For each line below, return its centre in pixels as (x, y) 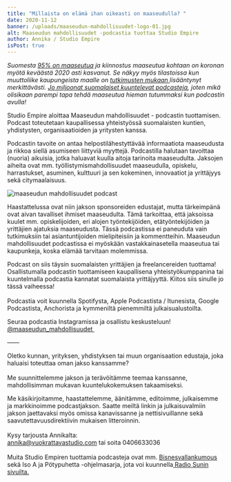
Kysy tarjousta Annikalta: (42, 435)
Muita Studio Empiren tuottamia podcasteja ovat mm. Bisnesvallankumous (112, 457)
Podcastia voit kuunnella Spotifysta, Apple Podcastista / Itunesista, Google (113, 301)
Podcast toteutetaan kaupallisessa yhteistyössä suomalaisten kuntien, (107, 123)
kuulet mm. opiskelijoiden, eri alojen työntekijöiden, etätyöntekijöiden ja (109, 221)
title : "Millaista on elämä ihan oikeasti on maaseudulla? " (97, 13)
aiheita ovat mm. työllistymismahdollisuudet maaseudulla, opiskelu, (102, 165)
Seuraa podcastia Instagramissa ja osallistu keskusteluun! (89, 321)
